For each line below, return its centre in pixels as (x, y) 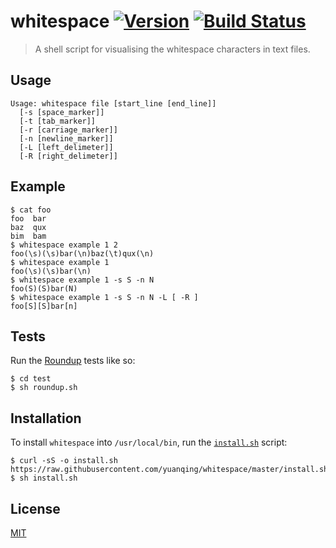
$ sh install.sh (44, 478)
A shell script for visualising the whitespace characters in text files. (172, 49)
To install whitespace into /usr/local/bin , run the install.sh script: (149, 442)
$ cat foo (31, 210)
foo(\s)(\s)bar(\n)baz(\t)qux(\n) (82, 253)
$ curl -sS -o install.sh (64, 461)
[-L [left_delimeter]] (66, 147)
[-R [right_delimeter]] (68, 156)
